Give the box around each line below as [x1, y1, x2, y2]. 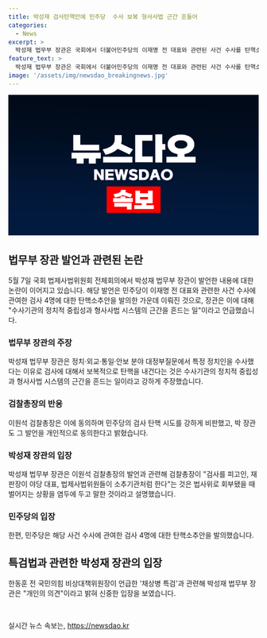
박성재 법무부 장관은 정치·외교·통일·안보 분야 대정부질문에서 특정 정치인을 [8, 357, 233, 366]
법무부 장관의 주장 [8, 337, 73, 348]
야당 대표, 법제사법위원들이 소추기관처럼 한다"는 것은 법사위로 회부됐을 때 [29, 479, 256, 489]
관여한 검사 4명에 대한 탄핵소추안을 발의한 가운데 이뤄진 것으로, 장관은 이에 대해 [8, 296, 254, 305]
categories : [8, 21, 48, 29]
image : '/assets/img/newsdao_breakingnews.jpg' [8, 72, 169, 79]
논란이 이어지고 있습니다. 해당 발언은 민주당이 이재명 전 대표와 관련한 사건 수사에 [8, 286, 257, 296]
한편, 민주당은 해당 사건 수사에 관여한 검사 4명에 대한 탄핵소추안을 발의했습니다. [8, 531, 254, 540]
